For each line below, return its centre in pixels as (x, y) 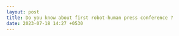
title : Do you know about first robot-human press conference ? (90, 18)
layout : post (23, 12)
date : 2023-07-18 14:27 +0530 (45, 23)
